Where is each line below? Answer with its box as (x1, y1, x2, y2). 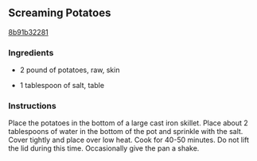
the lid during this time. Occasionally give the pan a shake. (8, 144, 200, 153)
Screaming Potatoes (8, 6, 111, 20)
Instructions (8, 101, 57, 112)
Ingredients (8, 47, 54, 58)
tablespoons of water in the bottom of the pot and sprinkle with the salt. (8, 127, 243, 136)
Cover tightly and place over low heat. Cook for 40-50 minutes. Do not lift (8, 135, 249, 145)
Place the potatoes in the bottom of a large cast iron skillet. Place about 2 (8, 118, 248, 128)
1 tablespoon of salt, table (19, 81, 105, 90)
